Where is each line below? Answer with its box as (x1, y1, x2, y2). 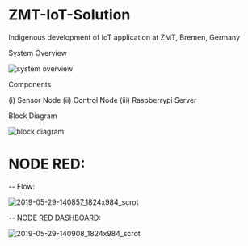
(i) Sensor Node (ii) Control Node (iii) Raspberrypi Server (8, 95, 197, 104)
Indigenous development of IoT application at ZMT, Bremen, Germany (8, 32, 241, 42)
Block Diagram (8, 111, 57, 121)
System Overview (8, 48, 67, 57)
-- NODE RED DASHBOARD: (8, 213, 101, 223)
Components (8, 79, 52, 89)
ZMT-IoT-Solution (8, 6, 131, 24)
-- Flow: (8, 181, 36, 191)
